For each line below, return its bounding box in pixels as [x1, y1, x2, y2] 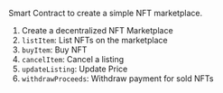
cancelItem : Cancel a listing [21, 54, 125, 64]
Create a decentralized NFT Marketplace [21, 25, 173, 35]
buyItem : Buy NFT [21, 44, 88, 55]
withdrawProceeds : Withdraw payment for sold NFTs [21, 73, 214, 84]
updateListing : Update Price [21, 63, 128, 74]
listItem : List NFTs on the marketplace [21, 35, 168, 45]
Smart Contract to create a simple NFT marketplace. [8, 8, 203, 18]
